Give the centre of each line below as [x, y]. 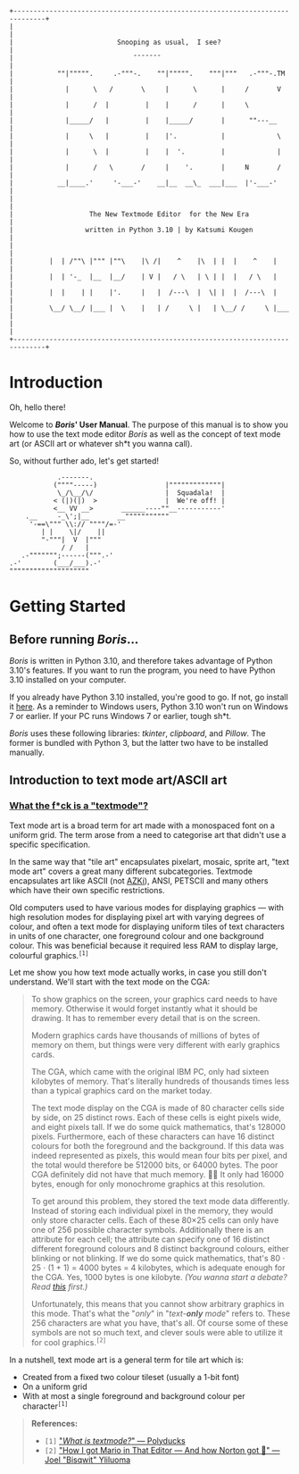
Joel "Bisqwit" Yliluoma [87, 1460]
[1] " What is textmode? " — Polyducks [115, 1440]
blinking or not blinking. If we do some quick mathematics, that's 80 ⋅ [158, 1259]
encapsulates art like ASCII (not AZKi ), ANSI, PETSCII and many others [139, 880]
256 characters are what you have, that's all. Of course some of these [159, 1323]
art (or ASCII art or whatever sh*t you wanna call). [101, 443]
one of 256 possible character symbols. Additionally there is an [147, 1230]
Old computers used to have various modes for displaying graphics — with [146, 907]
